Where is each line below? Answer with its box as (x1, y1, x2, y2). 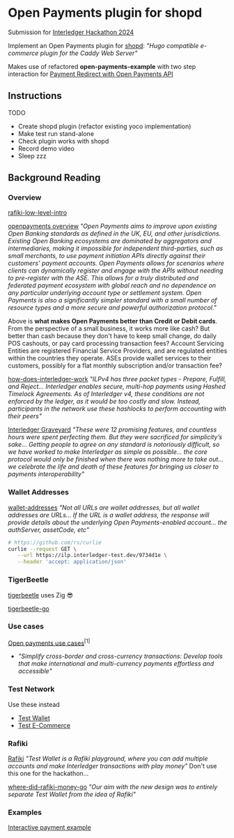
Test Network (8, 685, 55, 694)
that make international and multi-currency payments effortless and (17, 660, 214, 668)
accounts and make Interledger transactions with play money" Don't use (8, 762, 217, 770)
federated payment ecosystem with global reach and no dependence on (8, 281, 217, 290)
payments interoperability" (8, 470, 85, 478)
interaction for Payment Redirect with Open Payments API (8, 70, 173, 78)
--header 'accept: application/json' (17, 558, 127, 565)
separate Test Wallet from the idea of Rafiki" (8, 790, 136, 799)
